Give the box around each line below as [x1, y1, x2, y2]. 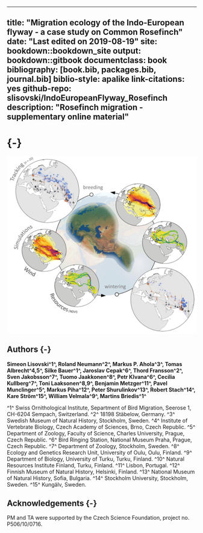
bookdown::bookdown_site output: [7, 46, 142, 56]
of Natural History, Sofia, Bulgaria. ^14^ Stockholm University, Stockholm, [7, 474, 189, 482]
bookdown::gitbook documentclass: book [7, 55, 167, 66]
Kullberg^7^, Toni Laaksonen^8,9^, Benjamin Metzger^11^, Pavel [7, 379, 167, 387]
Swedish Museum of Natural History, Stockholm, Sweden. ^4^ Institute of [7, 417, 188, 424]
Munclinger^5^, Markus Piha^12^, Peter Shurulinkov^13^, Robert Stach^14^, [7, 386, 196, 393]
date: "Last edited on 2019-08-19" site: [7, 37, 158, 47]
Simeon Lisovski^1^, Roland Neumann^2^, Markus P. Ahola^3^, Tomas [7, 360, 183, 367]
